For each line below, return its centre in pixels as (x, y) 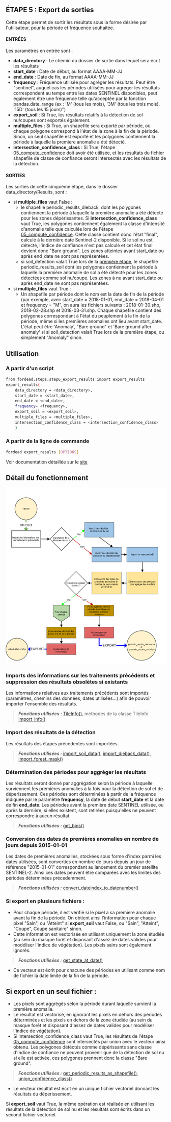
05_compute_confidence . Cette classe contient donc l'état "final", (89, 235)
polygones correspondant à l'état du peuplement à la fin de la (85, 316)
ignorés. (22, 950)
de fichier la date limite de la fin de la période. (61, 975)
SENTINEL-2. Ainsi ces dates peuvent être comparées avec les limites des (83, 873)
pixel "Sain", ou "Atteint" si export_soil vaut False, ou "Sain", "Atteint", (86, 923)
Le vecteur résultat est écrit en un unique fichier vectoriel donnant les (86, 1089)
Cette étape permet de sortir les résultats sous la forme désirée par (76, 22)
